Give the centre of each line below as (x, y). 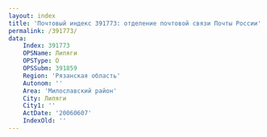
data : (17, 38)
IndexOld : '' (45, 121)
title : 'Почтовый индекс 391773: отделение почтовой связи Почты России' (135, 23)
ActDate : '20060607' (57, 114)
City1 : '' (40, 106)
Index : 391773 (46, 46)
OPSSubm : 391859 (50, 68)
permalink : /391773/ (43, 31)
